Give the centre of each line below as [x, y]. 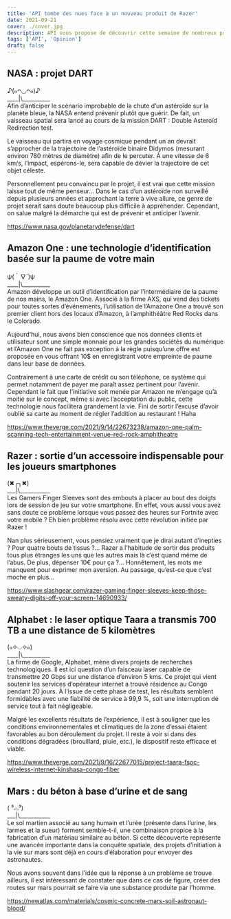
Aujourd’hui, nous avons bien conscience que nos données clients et [104, 334]
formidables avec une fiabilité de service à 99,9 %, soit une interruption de [113, 699]
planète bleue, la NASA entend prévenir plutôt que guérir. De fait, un [103, 113]
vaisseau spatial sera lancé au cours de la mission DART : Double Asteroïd [112, 120]
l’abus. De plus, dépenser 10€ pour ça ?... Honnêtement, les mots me [105, 562]
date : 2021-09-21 [32, 20]
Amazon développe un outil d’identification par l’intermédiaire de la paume [112, 291]
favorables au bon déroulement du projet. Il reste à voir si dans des [102, 734]
